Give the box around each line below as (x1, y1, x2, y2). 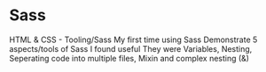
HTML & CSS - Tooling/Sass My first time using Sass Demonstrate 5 (9, 34, 258, 45)
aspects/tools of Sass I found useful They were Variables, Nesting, (9, 43, 253, 54)
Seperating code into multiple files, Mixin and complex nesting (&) (9, 53, 250, 63)
